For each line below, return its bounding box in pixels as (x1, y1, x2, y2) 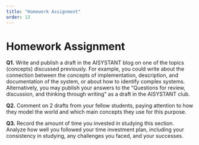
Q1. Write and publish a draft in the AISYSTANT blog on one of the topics (6, 59, 184, 66)
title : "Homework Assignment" (6, 8, 81, 15)
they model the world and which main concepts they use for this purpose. (6, 108, 187, 115)
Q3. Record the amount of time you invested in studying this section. (6, 120, 174, 127)
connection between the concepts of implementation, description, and (6, 72, 178, 79)
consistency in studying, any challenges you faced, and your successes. (6, 133, 184, 140)
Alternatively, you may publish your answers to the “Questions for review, (6, 84, 185, 92)
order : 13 (6, 14, 31, 20)
